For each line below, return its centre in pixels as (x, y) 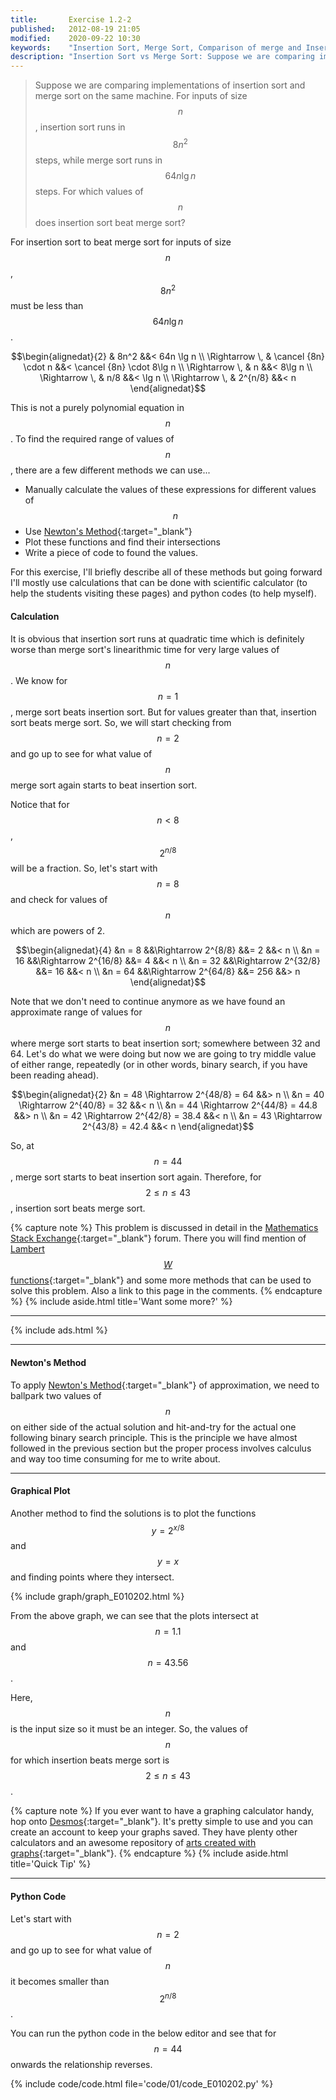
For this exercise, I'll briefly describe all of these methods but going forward (166, 572)
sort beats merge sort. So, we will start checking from (121, 722)
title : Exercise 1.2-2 (71, 19)
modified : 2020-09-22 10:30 (75, 38)
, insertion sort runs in (80, 127)
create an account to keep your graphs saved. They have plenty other (154, 1832)
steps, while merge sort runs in (98, 160)
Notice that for (40, 804)
